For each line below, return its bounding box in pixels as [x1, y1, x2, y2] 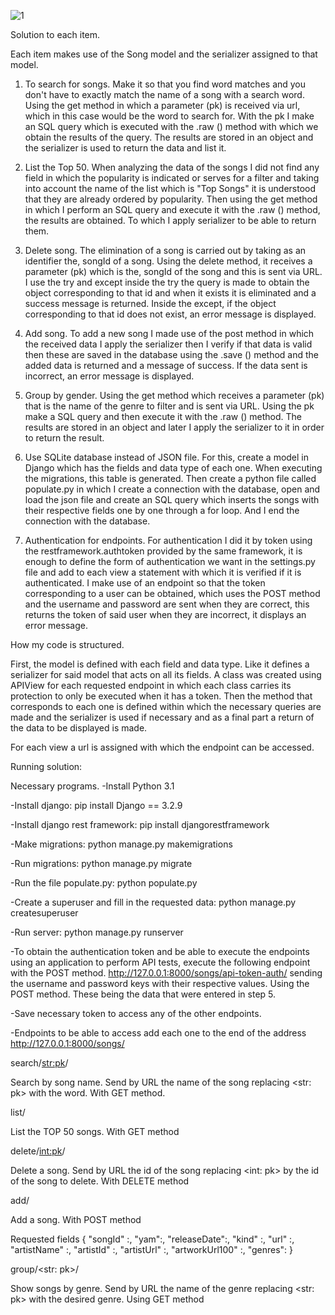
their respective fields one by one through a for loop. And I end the [24, 505, 300, 516]
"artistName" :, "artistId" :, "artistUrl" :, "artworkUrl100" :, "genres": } [10, 1244, 294, 1255]
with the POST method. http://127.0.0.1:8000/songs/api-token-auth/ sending [10, 967, 323, 979]
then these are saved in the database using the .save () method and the [24, 349, 319, 360]
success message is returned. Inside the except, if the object [24, 298, 277, 309]
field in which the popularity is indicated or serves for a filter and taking [24, 172, 320, 184]
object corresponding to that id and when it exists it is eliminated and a [24, 287, 317, 299]
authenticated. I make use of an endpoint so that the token [24, 577, 266, 589]
